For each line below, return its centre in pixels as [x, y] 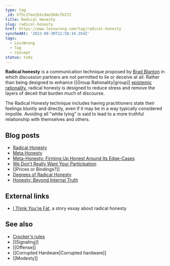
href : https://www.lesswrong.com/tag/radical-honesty [63, 29]
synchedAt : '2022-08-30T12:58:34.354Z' [47, 34]
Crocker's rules [29, 237]
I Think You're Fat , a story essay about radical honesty [70, 208]
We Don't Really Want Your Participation [54, 164]
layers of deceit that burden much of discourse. [55, 93]
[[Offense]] [24, 247]
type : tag [16, 10]
